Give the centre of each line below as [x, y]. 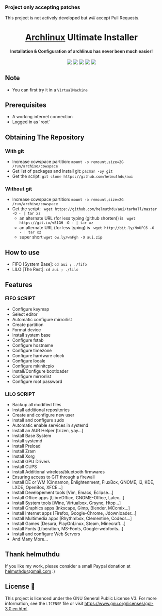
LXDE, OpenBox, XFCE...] [37, 488]
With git [15, 151]
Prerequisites [26, 105]
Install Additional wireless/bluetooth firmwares [58, 472]
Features [19, 284]
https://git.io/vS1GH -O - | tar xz [56, 223]
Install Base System [32, 436]
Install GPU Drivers [31, 462]
